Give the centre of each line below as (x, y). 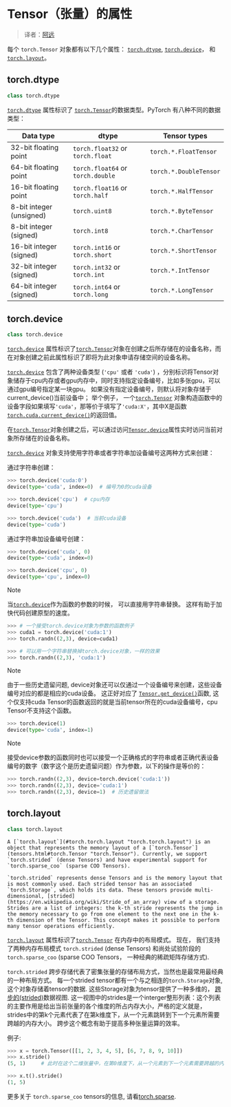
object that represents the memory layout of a (77, 847)
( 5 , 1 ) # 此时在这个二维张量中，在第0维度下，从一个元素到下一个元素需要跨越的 (113, 1064)
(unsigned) (29, 215)
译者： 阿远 (39, 34)
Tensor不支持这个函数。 (41, 710)
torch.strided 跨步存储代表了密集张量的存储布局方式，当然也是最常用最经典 (115, 971)
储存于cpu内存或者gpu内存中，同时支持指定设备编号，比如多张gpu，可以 (117, 381)
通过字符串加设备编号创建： (46, 538)
